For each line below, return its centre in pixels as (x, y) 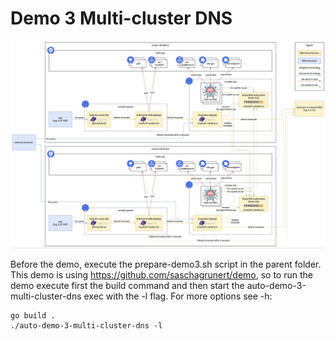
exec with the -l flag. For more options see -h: (178, 296)
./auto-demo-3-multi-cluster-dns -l (86, 325)
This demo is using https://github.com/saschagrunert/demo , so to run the (161, 274)
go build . (33, 315)
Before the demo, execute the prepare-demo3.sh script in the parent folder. (166, 264)
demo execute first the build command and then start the (127, 285)
